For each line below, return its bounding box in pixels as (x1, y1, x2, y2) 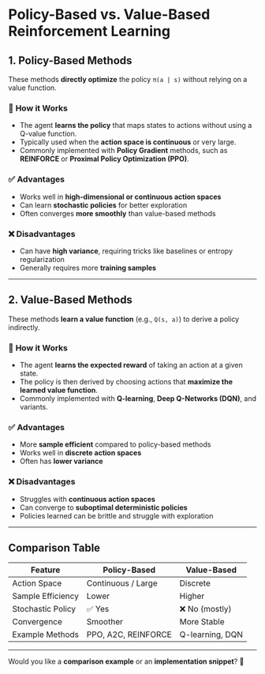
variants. (19, 403, 49, 411)
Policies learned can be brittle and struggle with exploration (19, 511, 214, 520)
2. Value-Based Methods (8, 294, 132, 307)
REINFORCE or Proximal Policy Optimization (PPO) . (19, 154, 189, 163)
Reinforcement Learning (8, 22, 171, 40)
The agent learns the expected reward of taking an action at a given (19, 361, 243, 369)
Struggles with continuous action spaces (19, 494, 156, 504)
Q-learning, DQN (179, 629, 243, 640)
